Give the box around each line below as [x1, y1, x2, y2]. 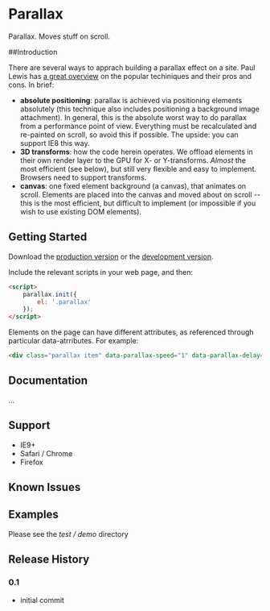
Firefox [19, 457, 44, 467]
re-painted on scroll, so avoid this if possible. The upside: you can [19, 130, 239, 139]
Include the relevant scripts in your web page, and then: [8, 267, 193, 276]
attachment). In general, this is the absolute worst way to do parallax [19, 112, 247, 122]
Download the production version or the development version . [8, 251, 214, 261]
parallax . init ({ [22, 290, 78, 298]
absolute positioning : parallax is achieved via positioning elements [19, 95, 243, 105]
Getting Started [8, 231, 88, 244]
